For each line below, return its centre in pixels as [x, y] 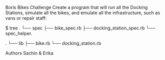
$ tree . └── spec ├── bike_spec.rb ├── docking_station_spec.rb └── [80, 28]
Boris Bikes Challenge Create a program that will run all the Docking [77, 7]
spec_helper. [19, 33]
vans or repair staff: [26, 18]
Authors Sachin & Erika [29, 53]
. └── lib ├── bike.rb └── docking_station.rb [53, 43]
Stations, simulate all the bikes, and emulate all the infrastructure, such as [83, 13]
